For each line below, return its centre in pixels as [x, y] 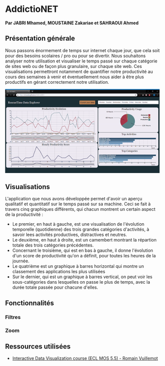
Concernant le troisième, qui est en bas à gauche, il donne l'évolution [82, 250]
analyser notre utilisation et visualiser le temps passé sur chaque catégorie [81, 61]
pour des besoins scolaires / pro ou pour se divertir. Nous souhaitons [75, 56]
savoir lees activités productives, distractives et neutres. [70, 235]
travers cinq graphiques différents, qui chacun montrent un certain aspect [80, 209]
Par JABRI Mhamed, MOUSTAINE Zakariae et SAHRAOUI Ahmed [72, 23]
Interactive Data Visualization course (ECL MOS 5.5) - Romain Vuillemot [85, 359]
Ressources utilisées [38, 346]
